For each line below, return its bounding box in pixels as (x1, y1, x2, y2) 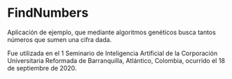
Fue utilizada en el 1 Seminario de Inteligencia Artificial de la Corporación (7, 49, 218, 57)
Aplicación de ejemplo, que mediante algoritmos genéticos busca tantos (7, 28, 216, 36)
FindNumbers (7, 5, 89, 21)
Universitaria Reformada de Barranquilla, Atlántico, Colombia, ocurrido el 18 (7, 56, 226, 64)
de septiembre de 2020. (7, 64, 77, 72)
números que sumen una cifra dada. (7, 35, 112, 43)
